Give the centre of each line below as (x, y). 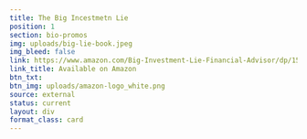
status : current (40, 103)
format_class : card (47, 120)
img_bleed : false (42, 52)
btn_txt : (26, 78)
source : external (42, 94)
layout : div (32, 112)
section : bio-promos (49, 35)
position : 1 (32, 27)
